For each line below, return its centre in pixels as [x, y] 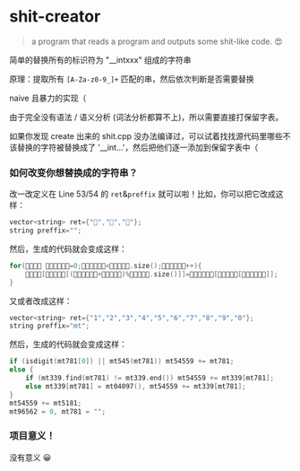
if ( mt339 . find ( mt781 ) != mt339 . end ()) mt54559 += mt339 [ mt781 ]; [150, 379]
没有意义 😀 [30, 457]
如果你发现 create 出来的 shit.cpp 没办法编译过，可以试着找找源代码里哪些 [146, 135]
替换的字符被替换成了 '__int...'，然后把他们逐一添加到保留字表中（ [137, 147]
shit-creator [55, 17]
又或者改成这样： [41, 301]
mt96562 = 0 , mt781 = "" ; [57, 411]
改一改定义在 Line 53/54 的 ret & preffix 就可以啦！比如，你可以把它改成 [142, 194]
